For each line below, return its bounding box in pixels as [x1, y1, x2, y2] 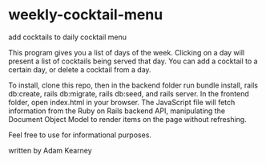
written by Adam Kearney [8, 145, 92, 155]
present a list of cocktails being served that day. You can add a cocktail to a [8, 56, 258, 66]
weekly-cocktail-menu [8, 6, 163, 24]
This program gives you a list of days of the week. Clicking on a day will [8, 47, 245, 57]
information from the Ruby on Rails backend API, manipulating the [8, 106, 226, 116]
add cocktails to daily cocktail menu [8, 32, 127, 42]
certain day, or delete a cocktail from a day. [8, 64, 151, 74]
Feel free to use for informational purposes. [8, 130, 152, 140]
